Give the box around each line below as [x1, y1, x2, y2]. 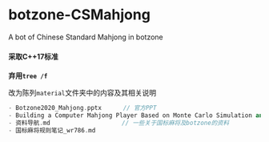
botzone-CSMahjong [8, 6, 151, 24]
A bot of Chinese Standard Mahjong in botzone [8, 32, 164, 42]
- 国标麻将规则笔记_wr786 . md [8, 126, 96, 134]
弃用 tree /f [8, 71, 48, 81]
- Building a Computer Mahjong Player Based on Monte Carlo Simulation [8, 112, 252, 120]
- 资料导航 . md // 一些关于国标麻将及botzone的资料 [8, 119, 230, 127]
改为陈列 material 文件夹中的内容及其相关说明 [8, 88, 157, 98]
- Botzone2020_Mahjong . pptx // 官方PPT [8, 104, 157, 112]
